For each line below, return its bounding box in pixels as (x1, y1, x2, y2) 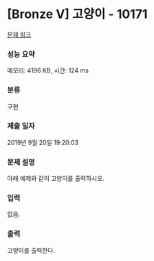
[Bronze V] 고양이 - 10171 (7, 6, 148, 22)
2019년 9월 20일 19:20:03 (7, 138, 79, 146)
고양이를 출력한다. (7, 246, 56, 254)
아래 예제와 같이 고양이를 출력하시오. (7, 174, 104, 183)
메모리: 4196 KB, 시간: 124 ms (7, 66, 89, 75)
